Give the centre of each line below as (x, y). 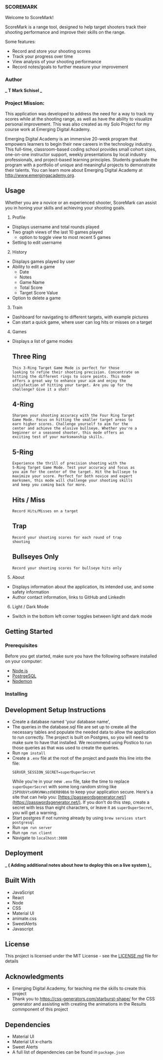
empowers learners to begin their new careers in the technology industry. (79, 144)
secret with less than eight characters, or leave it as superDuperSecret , (83, 807)
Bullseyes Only (35, 557)
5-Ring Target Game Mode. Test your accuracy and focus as (73, 468)
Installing (16, 694)
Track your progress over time (42, 56)
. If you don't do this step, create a (115, 802)
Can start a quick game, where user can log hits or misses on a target (82, 322)
